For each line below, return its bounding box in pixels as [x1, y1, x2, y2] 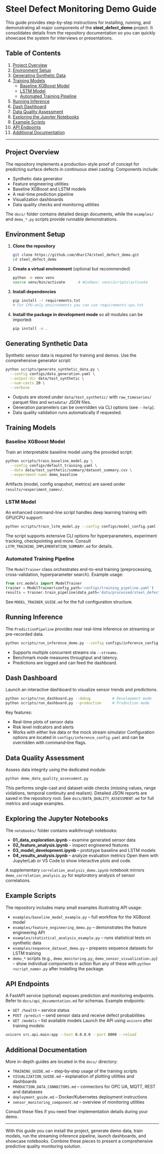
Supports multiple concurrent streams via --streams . [12, 649, 118, 655]
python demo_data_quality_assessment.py [5, 776, 89, 781]
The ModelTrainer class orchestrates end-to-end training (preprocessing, [5, 567, 152, 572]
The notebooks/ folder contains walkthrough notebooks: [5, 827, 118, 833]
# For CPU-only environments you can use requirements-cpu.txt [12, 303, 144, 307]
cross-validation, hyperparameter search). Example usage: [5, 571, 124, 578]
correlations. [5, 877, 31, 883]
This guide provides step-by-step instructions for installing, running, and [5, 19, 151, 25]
